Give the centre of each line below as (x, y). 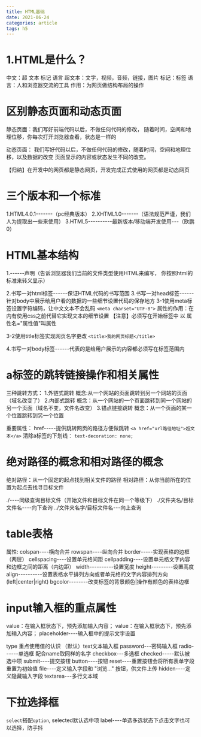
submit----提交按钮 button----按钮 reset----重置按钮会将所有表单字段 (109, 661)
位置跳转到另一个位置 (37, 415)
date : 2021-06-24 (28, 17)
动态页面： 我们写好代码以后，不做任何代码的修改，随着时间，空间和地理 (96, 150)
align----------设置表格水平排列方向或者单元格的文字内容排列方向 (87, 574)
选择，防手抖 (27, 727)
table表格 (30, 534)
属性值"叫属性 (39, 323)
